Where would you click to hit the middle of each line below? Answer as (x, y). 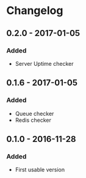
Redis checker (33, 120)
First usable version (40, 170)
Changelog (35, 11)
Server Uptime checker (44, 63)
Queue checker (34, 113)
